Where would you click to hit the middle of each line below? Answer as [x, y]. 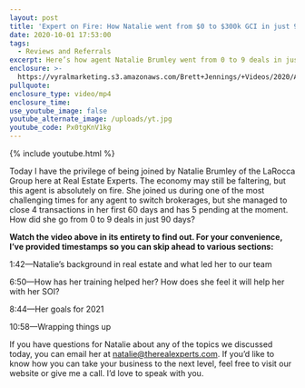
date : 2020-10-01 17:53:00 [60, 35]
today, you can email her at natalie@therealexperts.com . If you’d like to [142, 354]
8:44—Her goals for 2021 [57, 309]
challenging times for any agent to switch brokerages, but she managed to [148, 200]
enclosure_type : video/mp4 [60, 94]
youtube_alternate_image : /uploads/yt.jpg [91, 119]
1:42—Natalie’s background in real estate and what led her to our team [141, 264]
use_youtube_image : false [58, 111]
